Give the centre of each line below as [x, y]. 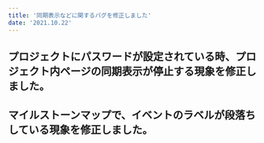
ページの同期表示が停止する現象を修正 [153, 71]
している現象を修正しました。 [81, 130]
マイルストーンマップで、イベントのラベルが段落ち [132, 115]
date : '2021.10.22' [40, 23]
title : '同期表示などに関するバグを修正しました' [80, 15]
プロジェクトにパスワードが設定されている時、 [122, 56]
